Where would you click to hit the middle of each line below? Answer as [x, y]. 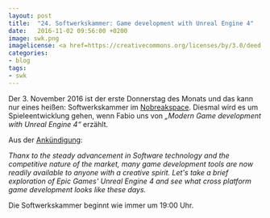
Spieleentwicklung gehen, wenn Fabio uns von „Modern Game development [135, 115]
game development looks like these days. [77, 189]
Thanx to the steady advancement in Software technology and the [119, 155]
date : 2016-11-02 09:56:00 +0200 [68, 31]
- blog [19, 61]
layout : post [30, 16]
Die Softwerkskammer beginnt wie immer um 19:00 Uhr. [101, 205]
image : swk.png [34, 38]
